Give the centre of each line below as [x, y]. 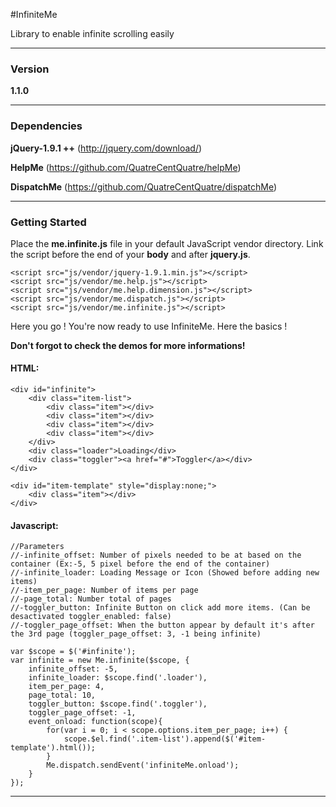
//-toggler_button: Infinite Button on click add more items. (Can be [160, 608]
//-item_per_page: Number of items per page [104, 590]
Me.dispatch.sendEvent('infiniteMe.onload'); [143, 765]
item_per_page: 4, [66, 687]
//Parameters [37, 547]
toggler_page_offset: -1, [82, 713]
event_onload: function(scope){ [95, 722]
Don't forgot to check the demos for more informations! [128, 345]
